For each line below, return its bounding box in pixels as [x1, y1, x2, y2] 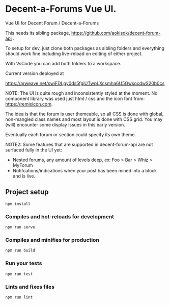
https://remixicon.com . [5, 100, 53, 107]
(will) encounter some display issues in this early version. [5, 121, 126, 128]
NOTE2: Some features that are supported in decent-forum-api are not [5, 141, 153, 147]
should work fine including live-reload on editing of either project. [5, 50, 143, 57]
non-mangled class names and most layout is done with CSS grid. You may [5, 116, 163, 122]
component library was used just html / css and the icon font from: [5, 95, 145, 101]
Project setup [5, 188, 49, 196]
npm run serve [5, 225, 36, 230]
